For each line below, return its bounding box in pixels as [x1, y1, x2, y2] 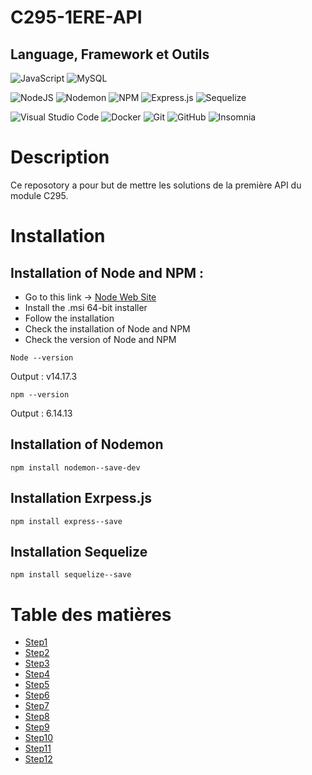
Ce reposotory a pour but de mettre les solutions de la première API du [10, 179, 302, 191]
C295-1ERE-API [10, 6, 143, 29]
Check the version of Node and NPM [24, 333, 177, 345]
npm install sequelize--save [10, 570, 132, 580]
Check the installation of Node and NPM [24, 322, 191, 335]
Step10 [24, 732, 54, 744]
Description [10, 146, 110, 169]
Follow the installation [24, 312, 115, 324]
